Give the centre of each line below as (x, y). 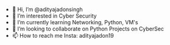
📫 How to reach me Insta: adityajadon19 (63, 36)
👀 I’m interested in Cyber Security (54, 16)
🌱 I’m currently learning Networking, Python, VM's (75, 22)
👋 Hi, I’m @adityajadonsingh (48, 9)
